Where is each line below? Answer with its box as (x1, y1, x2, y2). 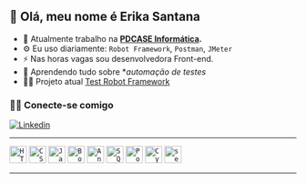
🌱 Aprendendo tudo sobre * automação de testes (22, 66, 207, 77)
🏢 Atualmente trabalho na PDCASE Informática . (22, 33, 202, 44)
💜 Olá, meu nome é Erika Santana (9, 9, 200, 25)
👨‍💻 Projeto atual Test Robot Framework (22, 76, 170, 86)
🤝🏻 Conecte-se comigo (9, 98, 114, 111)
